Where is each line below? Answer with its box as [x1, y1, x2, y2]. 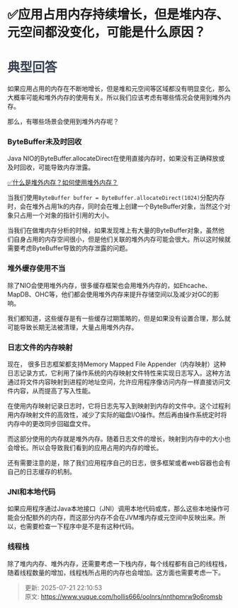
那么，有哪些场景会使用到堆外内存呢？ [7, 117, 119, 126]
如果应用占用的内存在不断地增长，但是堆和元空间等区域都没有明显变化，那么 [7, 85, 231, 93]
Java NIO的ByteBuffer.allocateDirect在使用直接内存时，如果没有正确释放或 [7, 154, 225, 163]
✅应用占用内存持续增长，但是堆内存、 [7, 6, 229, 23]
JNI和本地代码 [7, 486, 56, 496]
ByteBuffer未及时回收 [7, 137, 82, 146]
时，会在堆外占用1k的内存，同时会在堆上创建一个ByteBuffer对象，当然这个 [7, 202, 225, 210]
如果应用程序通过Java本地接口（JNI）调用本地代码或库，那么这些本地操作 [7, 504, 224, 513]
